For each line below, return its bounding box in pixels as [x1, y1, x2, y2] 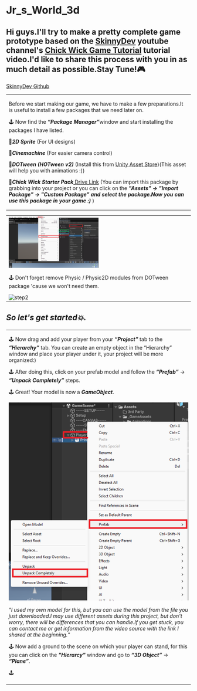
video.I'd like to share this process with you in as [6, 54, 188, 65]
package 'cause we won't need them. [8, 282, 99, 289]
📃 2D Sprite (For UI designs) [8, 138, 76, 145]
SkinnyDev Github [6, 83, 50, 90]
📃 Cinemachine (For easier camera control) [8, 149, 113, 156]
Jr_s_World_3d [6, 4, 80, 17]
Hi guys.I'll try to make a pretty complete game [6, 27, 181, 37]
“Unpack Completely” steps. [8, 377, 80, 384]
